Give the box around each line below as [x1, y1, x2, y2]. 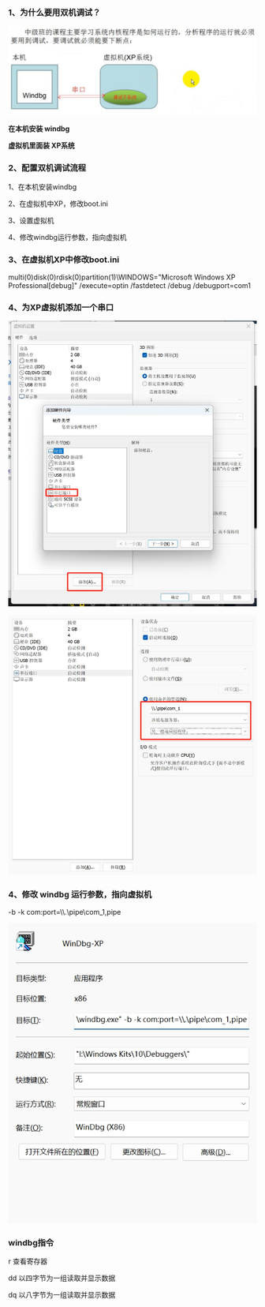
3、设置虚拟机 [8, 215, 54, 225]
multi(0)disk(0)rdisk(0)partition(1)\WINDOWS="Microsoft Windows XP [8, 272, 236, 282]
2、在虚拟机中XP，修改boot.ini [8, 199, 109, 208]
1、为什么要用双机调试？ [8, 6, 101, 17]
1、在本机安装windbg [8, 182, 77, 191]
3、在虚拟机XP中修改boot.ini [8, 254, 120, 265]
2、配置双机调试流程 [8, 163, 87, 174]
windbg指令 [8, 1237, 54, 1248]
